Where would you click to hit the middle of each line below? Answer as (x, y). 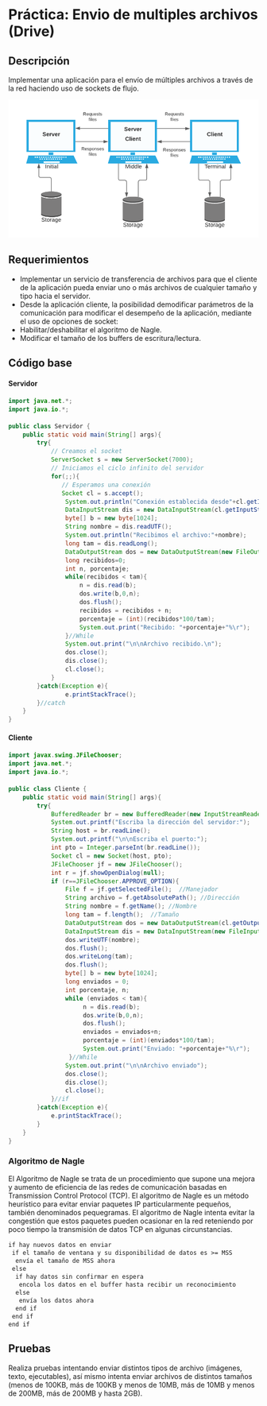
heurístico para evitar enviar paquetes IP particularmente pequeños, (120, 1204)
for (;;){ (65, 476)
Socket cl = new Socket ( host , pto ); (111, 856)
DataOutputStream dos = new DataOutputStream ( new (149, 552)
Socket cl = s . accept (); (103, 493)
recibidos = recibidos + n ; (126, 610)
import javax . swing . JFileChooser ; (66, 755)
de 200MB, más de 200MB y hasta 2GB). (75, 1393)
